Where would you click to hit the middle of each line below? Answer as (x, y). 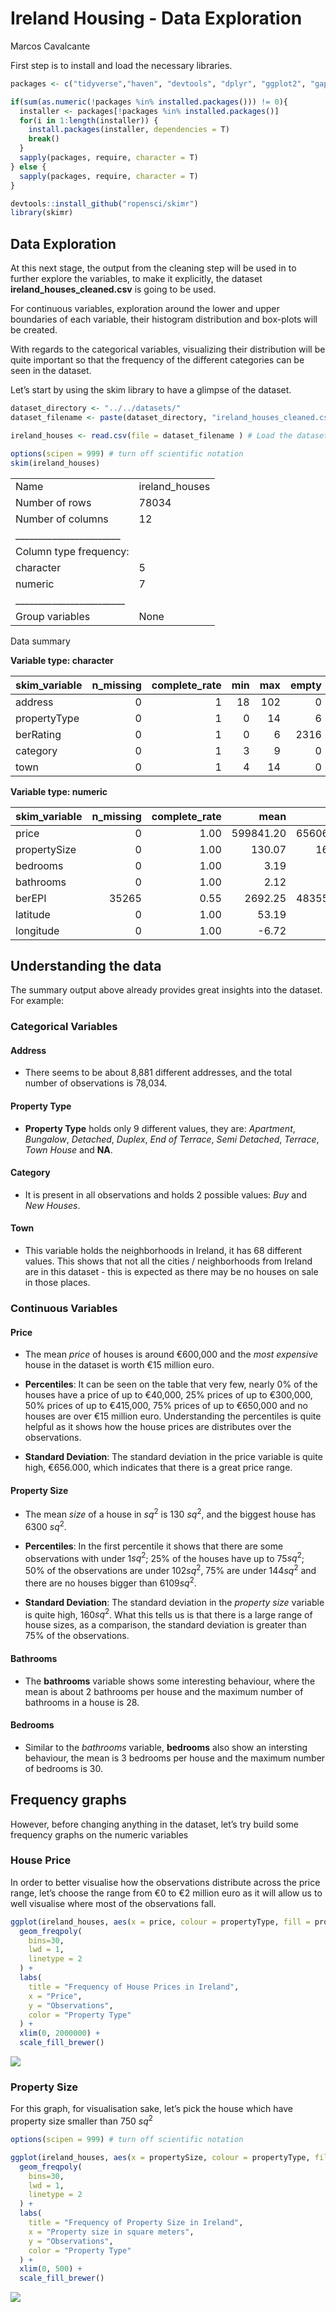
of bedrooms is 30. (63, 1768)
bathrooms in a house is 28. (82, 1702)
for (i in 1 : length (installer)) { (89, 120)
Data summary (40, 641)
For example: (37, 1001)
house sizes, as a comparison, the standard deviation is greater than (165, 1625)
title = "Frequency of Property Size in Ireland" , (136, 2223)
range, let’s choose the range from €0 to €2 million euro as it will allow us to (166, 1893)
